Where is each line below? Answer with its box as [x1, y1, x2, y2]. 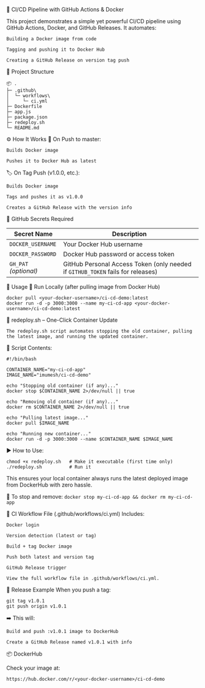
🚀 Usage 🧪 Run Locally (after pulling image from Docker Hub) [6, 283, 160, 290]
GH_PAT [9, 261, 29, 267]
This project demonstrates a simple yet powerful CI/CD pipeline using [6, 18, 181, 24]
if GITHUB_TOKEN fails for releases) [63, 267, 158, 276]
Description [112, 230, 147, 238]
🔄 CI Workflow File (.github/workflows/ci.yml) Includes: [6, 510, 145, 517]
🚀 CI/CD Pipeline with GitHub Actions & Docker [6, 6, 124, 13]
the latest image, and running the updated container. [6, 333, 149, 339]
